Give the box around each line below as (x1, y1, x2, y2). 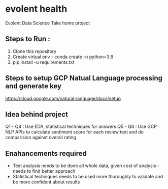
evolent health (5, 3, 68, 15)
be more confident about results (12, 179, 80, 185)
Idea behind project (5, 110, 69, 119)
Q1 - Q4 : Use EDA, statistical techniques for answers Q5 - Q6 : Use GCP (5, 123, 157, 130)
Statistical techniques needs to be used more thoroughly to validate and (12, 174, 163, 180)
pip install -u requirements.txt (12, 59, 75, 65)
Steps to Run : (5, 35, 50, 43)
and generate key (5, 82, 62, 91)
